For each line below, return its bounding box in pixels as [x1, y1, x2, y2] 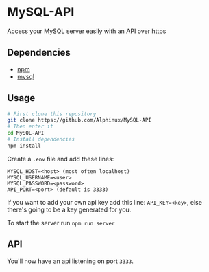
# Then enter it [7, 123, 53, 131]
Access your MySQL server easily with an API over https [7, 27, 167, 35]
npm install [7, 142, 41, 149]
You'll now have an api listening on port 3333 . [7, 257, 134, 265]
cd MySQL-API [7, 130, 45, 137]
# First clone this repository [7, 111, 97, 117]
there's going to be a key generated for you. [7, 205, 132, 214]
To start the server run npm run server [7, 218, 115, 227]
